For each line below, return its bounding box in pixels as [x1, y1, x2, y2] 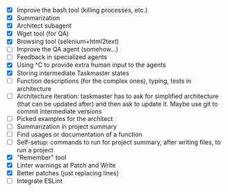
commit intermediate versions [16, 107, 102, 115]
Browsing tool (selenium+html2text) [16, 38, 120, 46]
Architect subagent [16, 22, 72, 30]
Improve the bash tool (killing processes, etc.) [16, 6, 148, 14]
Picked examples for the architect [16, 114, 113, 122]
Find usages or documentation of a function [16, 130, 143, 138]
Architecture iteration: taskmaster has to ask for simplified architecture [16, 92, 219, 100]
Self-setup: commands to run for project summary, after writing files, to [16, 138, 221, 146]
